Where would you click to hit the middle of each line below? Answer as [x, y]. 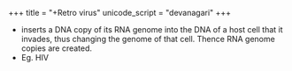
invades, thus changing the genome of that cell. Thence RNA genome [148, 39]
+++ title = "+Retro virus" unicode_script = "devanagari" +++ [120, 13]
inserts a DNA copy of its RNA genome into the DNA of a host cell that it [152, 29]
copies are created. [57, 48]
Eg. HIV [35, 57]
